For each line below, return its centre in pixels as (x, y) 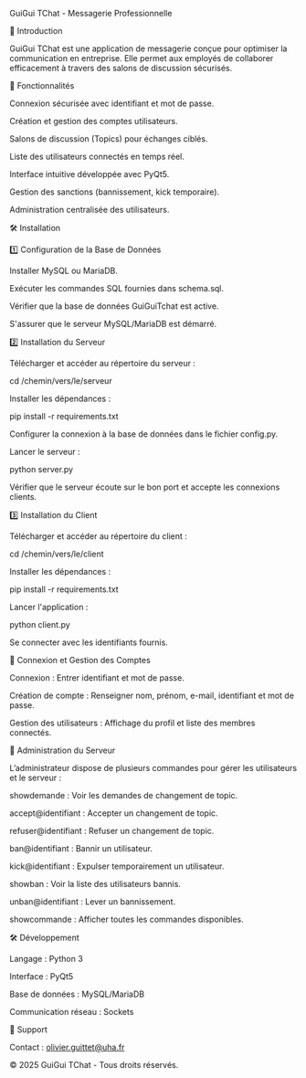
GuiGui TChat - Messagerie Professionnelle (91, 13)
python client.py (40, 624)
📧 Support (28, 1030)
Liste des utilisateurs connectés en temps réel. (97, 156)
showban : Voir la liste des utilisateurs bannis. (95, 884)
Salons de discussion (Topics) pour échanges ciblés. (109, 139)
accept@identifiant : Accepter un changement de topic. (114, 813)
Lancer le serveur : (45, 452)
